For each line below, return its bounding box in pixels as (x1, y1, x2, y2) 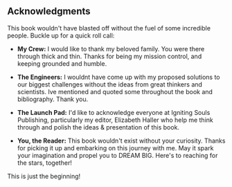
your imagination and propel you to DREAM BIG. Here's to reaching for (17, 151, 218, 159)
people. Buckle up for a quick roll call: (7, 31, 115, 39)
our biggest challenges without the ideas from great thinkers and (17, 80, 203, 89)
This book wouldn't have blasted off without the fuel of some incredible (7, 24, 211, 32)
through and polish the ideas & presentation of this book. (17, 123, 180, 131)
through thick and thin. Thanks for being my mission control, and (17, 52, 202, 60)
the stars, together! (17, 159, 73, 167)
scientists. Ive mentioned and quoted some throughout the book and (17, 87, 213, 96)
